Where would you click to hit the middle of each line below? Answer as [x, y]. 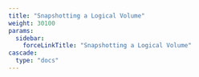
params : [21, 30]
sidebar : [30, 38]
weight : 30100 [32, 23]
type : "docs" [37, 61]
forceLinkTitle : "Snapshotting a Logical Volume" [108, 46]
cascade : [23, 53]
